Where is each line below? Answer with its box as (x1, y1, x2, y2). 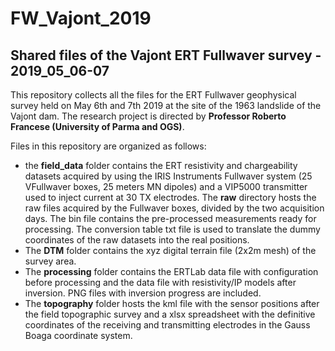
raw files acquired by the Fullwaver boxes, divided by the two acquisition (24, 202, 325, 214)
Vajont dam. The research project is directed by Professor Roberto (10, 110, 287, 122)
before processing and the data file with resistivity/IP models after (24, 277, 297, 288)
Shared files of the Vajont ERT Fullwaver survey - (10, 47, 322, 64)
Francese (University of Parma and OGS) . (10, 121, 185, 132)
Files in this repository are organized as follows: (10, 140, 207, 152)
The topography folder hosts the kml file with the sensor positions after (24, 298, 320, 309)
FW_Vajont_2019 (10, 7, 152, 30)
